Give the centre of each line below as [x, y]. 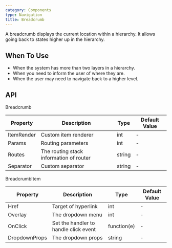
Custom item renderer [67, 135]
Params [17, 143]
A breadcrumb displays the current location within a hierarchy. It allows [80, 34]
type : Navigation [24, 15]
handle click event [74, 229]
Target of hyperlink [75, 206]
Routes [16, 155]
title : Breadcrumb [25, 19]
